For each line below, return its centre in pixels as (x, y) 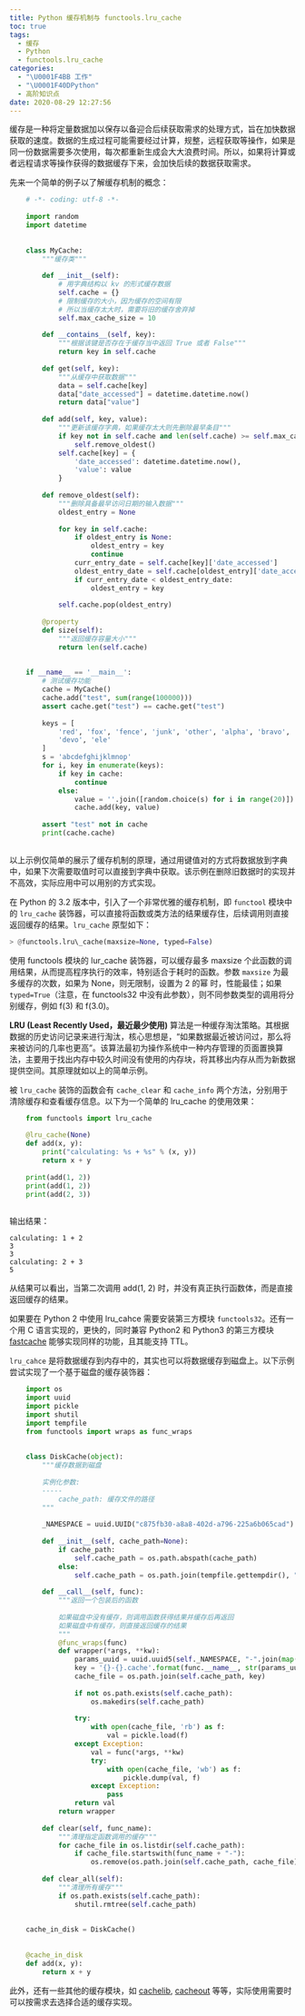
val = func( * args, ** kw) (137, 1752)
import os (44, 1389)
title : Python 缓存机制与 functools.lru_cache (95, 18)
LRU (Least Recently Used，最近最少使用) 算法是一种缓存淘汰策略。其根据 (149, 1025)
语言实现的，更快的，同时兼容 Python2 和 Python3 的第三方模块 (155, 1330)
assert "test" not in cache (95, 825)
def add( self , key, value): (95, 420)
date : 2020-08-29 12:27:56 (60, 102)
